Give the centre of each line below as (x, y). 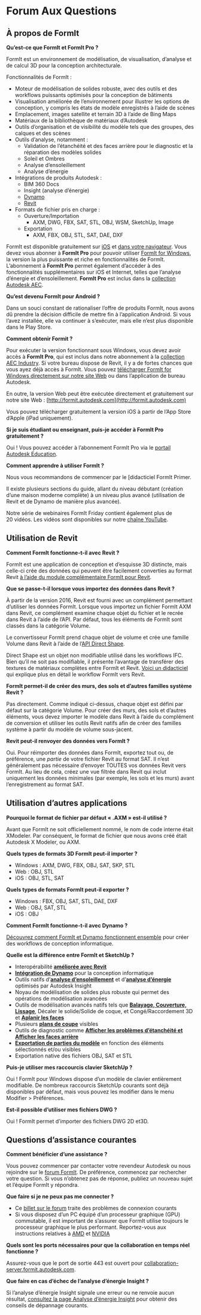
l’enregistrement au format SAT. (45, 784)
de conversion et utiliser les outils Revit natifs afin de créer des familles (94, 723)
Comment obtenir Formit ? (39, 339)
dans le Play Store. (29, 327)
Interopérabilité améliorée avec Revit (61, 966)
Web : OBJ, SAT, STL (41, 907)
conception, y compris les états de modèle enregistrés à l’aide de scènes (105, 108)
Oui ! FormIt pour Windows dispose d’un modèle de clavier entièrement (94, 1078)
